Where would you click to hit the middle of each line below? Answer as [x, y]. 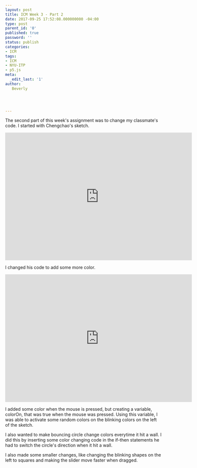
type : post [16, 24]
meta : [11, 75]
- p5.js [13, 70]
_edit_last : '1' [26, 79]
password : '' [19, 38]
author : [13, 84]
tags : [11, 56]
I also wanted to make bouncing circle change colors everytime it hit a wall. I [83, 435]
